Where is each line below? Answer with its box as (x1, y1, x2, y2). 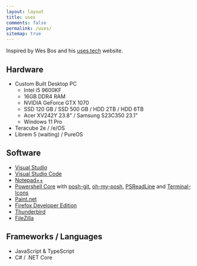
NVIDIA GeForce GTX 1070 (23, 99, 89, 106)
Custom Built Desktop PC (14, 80, 77, 87)
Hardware (6, 64, 43, 74)
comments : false (6, 20, 46, 26)
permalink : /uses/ (6, 25, 52, 32)
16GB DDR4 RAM (23, 93, 66, 100)
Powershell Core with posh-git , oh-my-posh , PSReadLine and (14, 183, 166, 190)
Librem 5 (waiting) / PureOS (14, 130, 83, 137)
